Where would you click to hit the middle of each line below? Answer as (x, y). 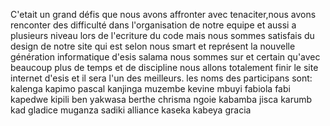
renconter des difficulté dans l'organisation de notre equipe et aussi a (153, 25)
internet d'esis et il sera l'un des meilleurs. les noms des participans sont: (161, 78)
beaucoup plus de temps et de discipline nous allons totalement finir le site (164, 67)
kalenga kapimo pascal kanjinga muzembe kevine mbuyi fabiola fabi (150, 88)
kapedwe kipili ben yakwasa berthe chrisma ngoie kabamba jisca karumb (161, 99)
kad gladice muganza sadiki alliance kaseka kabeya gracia (131, 110)
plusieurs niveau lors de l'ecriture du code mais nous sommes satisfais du (162, 35)
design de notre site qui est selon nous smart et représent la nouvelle (153, 46)
